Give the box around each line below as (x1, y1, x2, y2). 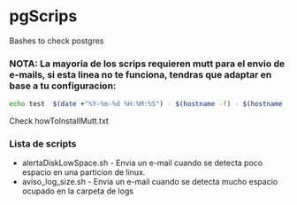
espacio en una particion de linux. (21, 167, 146, 178)
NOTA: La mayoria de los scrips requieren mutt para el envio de (9, 57, 286, 70)
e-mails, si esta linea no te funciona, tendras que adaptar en (9, 68, 272, 80)
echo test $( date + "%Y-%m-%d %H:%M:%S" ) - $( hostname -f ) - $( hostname (9, 100, 283, 109)
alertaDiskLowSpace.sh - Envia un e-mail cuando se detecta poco (21, 157, 263, 169)
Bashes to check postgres (9, 35, 104, 46)
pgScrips (9, 6, 78, 27)
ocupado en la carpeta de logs (21, 186, 134, 196)
